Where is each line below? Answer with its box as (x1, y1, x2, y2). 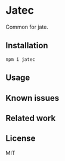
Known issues (5, 93, 60, 103)
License (5, 134, 36, 144)
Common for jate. (5, 23, 49, 30)
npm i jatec (5, 56, 35, 63)
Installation (5, 41, 48, 51)
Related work (5, 113, 56, 123)
